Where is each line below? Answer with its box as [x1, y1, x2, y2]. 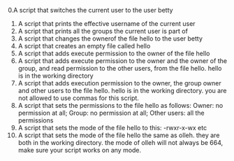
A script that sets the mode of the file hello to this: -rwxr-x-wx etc [17, 124, 207, 132]
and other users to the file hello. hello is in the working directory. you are [17, 87, 227, 94]
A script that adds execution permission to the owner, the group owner [17, 79, 222, 87]
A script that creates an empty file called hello [17, 42, 151, 50]
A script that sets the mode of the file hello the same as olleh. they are [17, 131, 220, 139]
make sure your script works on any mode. [17, 146, 142, 154]
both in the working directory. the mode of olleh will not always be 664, [17, 139, 224, 146]
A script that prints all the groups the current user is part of [17, 27, 188, 35]
